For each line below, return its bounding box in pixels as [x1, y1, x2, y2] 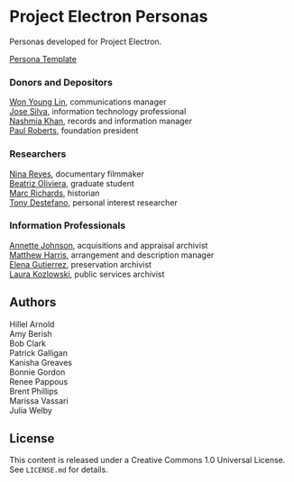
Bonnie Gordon [9, 367, 66, 377]
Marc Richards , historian [9, 187, 100, 198]
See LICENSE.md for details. [9, 464, 108, 475]
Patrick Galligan [9, 347, 68, 358]
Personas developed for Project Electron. [9, 36, 162, 47]
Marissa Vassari [9, 395, 69, 406]
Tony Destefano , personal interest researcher [9, 196, 179, 208]
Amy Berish [9, 328, 52, 339]
